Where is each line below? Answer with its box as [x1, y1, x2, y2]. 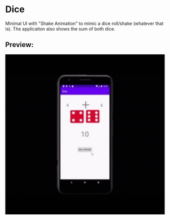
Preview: [5, 41, 34, 49]
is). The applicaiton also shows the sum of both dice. [5, 25, 115, 32]
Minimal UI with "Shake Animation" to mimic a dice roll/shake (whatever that [5, 20, 164, 26]
